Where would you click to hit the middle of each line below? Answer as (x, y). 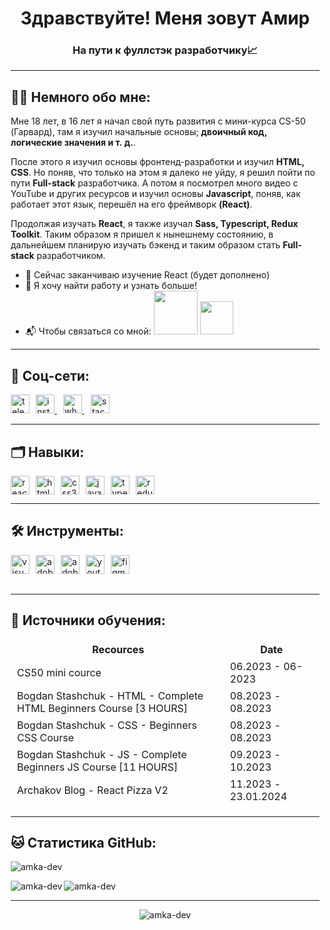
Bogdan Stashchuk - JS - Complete (102, 754)
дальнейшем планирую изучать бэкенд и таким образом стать (145, 245)
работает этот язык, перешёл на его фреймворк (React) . (131, 204)
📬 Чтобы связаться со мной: (88, 331)
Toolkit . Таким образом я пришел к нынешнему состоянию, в (142, 234)
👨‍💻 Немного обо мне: (80, 97)
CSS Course (46, 737)
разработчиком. (71, 256)
